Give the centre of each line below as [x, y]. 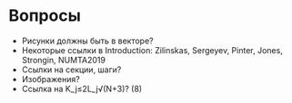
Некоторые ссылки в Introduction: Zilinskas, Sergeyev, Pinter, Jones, [152, 50]
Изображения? [51, 79]
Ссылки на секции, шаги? [71, 70]
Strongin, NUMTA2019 [64, 60]
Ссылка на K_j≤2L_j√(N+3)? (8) [82, 89]
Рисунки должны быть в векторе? [87, 41]
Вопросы [45, 16]
